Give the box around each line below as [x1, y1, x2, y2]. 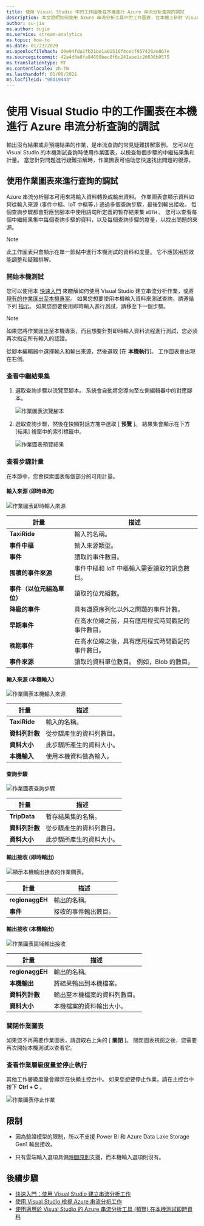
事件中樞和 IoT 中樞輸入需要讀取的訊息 [74, 564, 184, 572]
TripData [9, 812, 35, 821]
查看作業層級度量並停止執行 [6, 1061, 87, 1069]
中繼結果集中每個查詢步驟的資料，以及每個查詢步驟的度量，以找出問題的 [11, 216, 192, 223]
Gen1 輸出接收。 [15, 1140, 56, 1148]
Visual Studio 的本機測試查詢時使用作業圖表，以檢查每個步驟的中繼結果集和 [6, 149, 195, 156]
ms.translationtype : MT [6, 60, 67, 66]
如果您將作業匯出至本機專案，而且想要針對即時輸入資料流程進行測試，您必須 [6, 327, 198, 335]
